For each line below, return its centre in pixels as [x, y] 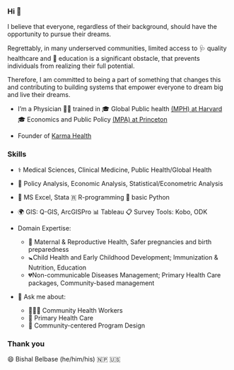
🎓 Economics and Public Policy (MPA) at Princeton [92, 120]
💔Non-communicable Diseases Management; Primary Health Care [124, 274]
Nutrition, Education [57, 267]
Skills [17, 154]
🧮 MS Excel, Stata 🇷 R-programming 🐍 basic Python [93, 197]
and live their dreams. [39, 95]
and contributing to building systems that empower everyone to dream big [116, 87]
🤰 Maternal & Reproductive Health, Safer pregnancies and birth [120, 242]
